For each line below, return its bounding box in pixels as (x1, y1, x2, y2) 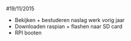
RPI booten (14, 29, 42, 36)
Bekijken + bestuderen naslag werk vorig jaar (14, 17, 125, 23)
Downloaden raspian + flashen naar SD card (14, 23, 123, 30)
